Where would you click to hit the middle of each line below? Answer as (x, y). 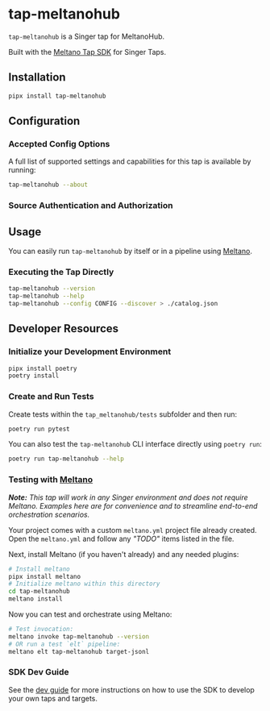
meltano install (35, 599)
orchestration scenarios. (49, 514)
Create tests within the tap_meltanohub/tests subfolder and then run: (123, 414)
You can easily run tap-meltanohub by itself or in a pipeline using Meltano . (130, 251)
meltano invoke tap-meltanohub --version (79, 636)
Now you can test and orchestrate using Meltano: (90, 614)
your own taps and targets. (53, 698)
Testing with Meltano (51, 480)
